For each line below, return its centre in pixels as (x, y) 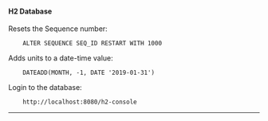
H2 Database (30, 11)
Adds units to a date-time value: (61, 58)
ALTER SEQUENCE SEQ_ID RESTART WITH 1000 (92, 44)
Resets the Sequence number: (58, 29)
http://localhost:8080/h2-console (80, 102)
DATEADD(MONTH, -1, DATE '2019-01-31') (89, 73)
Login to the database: (45, 88)
